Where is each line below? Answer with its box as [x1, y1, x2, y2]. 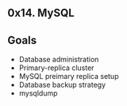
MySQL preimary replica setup [18, 72, 119, 81]
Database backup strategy [18, 80, 106, 90]
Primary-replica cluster [18, 63, 94, 73]
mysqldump [18, 88, 58, 98]
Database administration [18, 55, 99, 65]
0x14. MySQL [7, 6, 75, 20]
